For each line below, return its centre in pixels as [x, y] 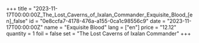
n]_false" [17, 21]
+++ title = [19, 9]
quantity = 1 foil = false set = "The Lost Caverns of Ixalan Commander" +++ [99, 34]
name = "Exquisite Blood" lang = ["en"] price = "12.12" [110, 27]
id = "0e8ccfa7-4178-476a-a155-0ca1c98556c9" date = [97, 21]
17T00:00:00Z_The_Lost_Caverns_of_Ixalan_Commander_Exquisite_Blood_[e [99, 15]
